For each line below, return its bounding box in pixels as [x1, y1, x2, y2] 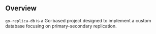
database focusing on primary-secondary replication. [5, 23, 117, 29]
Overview [5, 4, 37, 13]
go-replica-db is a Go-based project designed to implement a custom [5, 17, 151, 23]
